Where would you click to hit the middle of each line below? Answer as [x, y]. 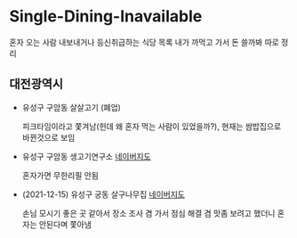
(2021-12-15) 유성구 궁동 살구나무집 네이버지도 [103, 194]
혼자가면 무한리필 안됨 [60, 175]
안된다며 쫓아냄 [65, 224]
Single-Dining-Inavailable [106, 16]
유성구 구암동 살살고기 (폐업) [72, 107]
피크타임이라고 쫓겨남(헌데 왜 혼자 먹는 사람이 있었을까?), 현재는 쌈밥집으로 [152, 126]
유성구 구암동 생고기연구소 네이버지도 [86, 156]
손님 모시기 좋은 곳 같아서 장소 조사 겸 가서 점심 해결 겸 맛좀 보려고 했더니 [148, 213]
